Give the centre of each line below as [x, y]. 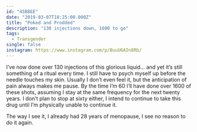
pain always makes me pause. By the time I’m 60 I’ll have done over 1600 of [99, 86]
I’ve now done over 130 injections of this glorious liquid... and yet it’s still [94, 67]
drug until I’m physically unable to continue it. [62, 105]
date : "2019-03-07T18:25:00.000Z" [49, 17]
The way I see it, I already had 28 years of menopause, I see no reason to [96, 116]
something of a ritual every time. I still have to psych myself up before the [96, 73]
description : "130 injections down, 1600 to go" [67, 28]
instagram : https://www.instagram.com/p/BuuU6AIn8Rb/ [74, 50]
